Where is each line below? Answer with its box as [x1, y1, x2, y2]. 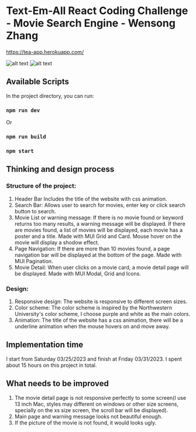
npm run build [6, 133, 46, 140]
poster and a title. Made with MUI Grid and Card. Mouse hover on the [14, 233, 181, 240]
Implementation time [6, 340, 84, 350]
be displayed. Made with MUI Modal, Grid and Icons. [14, 270, 142, 277]
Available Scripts [6, 77, 69, 87]
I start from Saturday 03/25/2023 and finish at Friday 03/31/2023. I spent [6, 355, 183, 362]
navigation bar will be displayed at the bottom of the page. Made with [14, 251, 182, 258]
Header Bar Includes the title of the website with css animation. [14, 195, 167, 202]
